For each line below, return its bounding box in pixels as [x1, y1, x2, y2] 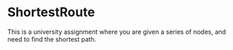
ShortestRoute [7, 4, 95, 20]
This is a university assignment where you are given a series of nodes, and [7, 27, 226, 36]
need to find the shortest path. [7, 35, 97, 43]
